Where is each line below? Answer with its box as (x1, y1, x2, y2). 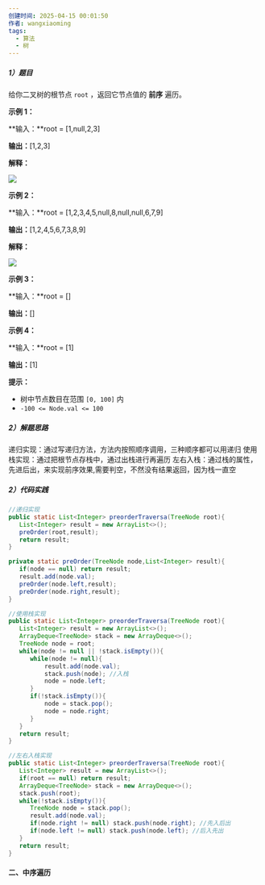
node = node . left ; (43, 677, 106, 686)
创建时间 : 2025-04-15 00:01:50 (8, 11, 109, 20)
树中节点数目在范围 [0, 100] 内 (19, 394, 124, 404)
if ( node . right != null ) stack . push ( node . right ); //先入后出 (29, 820, 231, 828)
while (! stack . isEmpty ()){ (19, 796, 106, 805)
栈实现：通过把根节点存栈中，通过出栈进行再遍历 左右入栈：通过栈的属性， (8, 455, 258, 465)
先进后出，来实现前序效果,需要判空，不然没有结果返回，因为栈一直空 (8, 465, 237, 474)
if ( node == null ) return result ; (19, 566, 131, 574)
